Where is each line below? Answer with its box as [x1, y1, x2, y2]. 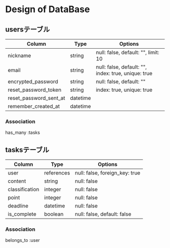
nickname [8, 52, 31, 59]
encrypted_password [8, 78, 58, 85]
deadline [8, 202, 29, 209]
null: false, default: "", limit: [96, 49, 159, 56]
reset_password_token [8, 86, 62, 93]
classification [8, 186, 39, 193]
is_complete [8, 210, 36, 218]
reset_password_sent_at [8, 95, 65, 101]
